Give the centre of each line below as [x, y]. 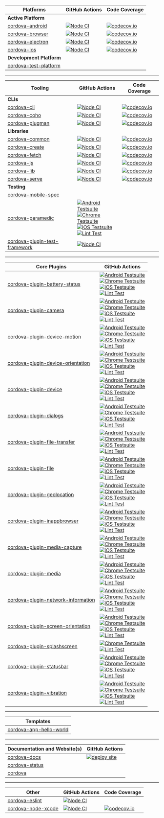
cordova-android [27, 26]
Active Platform [26, 18]
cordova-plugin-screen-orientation [49, 626]
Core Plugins [51, 267]
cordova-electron [28, 42]
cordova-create [26, 147]
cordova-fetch [24, 155]
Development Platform [34, 58]
